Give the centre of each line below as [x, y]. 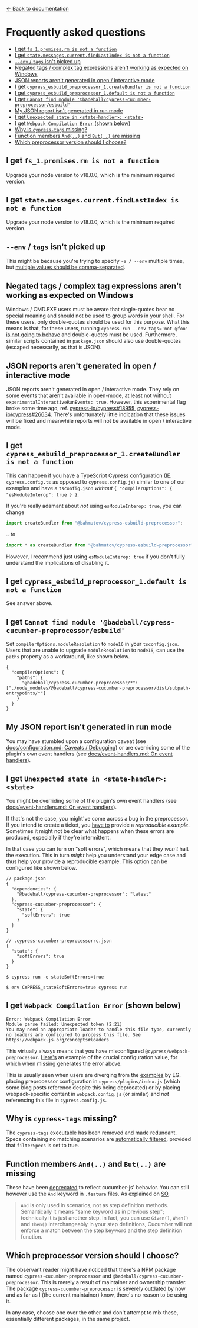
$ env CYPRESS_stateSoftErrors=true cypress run [67, 987]
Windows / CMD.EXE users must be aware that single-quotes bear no [90, 310]
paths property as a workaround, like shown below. [68, 657]
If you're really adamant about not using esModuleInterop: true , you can [94, 506]
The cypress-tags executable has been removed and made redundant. [91, 1133]
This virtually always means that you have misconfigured [75, 1051]
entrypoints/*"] [26, 693]
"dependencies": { [34, 889]
